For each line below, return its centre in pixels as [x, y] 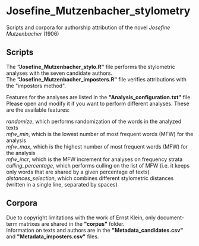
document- [171, 217]
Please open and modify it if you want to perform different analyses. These [98, 103]
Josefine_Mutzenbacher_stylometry [98, 11]
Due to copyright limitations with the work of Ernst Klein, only [81, 217]
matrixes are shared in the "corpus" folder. [72, 223]
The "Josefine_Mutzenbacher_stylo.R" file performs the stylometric [91, 67]
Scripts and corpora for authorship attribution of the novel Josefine [88, 27]
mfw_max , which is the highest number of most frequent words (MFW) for [97, 146]
